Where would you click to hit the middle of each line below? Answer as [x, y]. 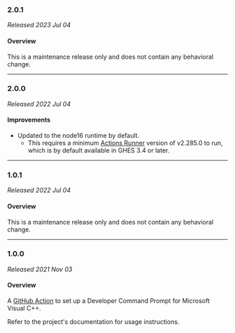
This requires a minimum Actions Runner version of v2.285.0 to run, [125, 143]
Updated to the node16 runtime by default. [78, 135]
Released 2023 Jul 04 [39, 25]
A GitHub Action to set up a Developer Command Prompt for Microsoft [108, 301]
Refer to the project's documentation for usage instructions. [93, 322]
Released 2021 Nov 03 [40, 269]
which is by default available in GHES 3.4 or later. [99, 150]
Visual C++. [24, 308]
